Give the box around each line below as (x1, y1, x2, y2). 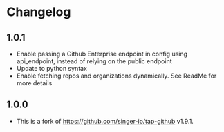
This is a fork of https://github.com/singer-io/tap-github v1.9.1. (16, 117, 194, 125)
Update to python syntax (16, 65, 88, 72)
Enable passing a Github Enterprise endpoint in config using (16, 49, 188, 58)
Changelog (6, 4, 71, 20)
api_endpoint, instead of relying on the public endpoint (16, 57, 172, 65)
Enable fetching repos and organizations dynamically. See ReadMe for (16, 71, 217, 80)
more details (16, 79, 53, 87)
